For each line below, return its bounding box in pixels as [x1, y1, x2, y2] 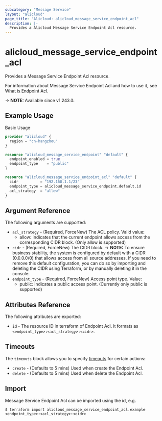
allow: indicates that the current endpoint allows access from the [19, 234, 150, 240]
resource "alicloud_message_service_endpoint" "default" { [5, 152, 128, 157]
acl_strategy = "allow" [9, 188, 60, 193]
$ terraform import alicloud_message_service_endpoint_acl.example [5, 407, 146, 412]
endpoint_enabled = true [9, 157, 60, 162]
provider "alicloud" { [5, 134, 51, 139]
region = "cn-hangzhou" [9, 138, 58, 144]
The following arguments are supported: [5, 219, 87, 226]
